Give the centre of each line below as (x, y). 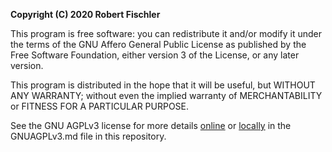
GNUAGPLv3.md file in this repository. (88, 136)
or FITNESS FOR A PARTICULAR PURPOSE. (100, 106)
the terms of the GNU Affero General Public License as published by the (158, 44)
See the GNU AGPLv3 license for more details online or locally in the (151, 125)
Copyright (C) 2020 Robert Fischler (85, 14)
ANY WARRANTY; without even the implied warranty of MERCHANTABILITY (166, 95)
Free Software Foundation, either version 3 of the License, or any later (155, 55)
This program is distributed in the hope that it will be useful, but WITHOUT (163, 85)
